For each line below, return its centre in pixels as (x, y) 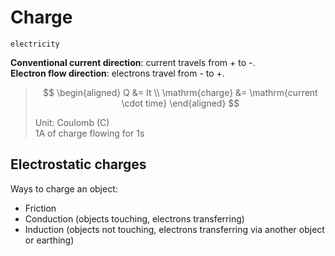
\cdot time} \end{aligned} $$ (180, 103)
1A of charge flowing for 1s (89, 133)
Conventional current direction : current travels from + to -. (133, 62)
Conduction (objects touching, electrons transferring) (134, 218)
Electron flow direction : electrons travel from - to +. (117, 73)
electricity (35, 44)
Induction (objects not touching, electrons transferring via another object (174, 229)
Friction (40, 208)
